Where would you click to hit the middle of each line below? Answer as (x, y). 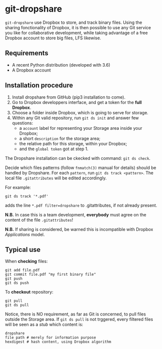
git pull (14, 301)
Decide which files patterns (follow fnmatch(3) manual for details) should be (81, 167)
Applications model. (25, 234)
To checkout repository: (29, 292)
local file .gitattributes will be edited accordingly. (56, 178)
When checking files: (26, 262)
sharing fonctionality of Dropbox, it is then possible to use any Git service (78, 27)
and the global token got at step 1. (54, 149)
